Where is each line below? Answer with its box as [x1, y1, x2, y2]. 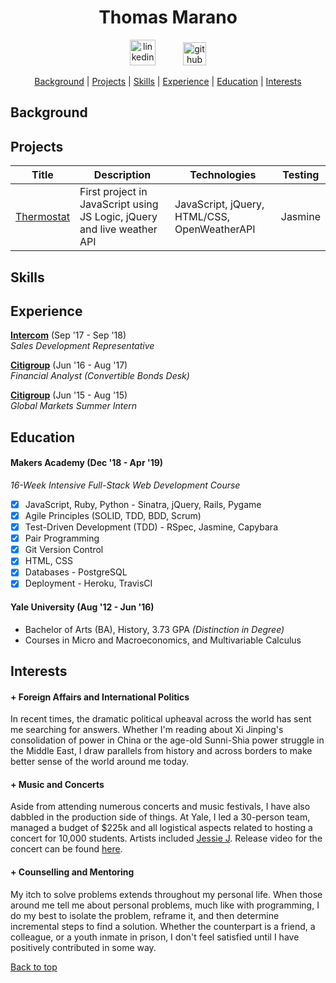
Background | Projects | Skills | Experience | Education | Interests [34, 75, 302, 87]
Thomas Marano [98, 6, 238, 29]
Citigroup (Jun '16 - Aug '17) [10, 359, 128, 371]
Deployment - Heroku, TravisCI [24, 577, 153, 590]
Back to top [10, 961, 58, 973]
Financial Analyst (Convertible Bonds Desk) [10, 370, 190, 382]
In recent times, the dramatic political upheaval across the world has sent [10, 713, 312, 725]
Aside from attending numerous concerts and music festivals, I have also [10, 801, 311, 813]
